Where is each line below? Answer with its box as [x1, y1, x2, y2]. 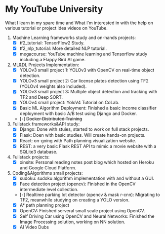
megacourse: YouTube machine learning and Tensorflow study [19, 51, 148, 57]
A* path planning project [19, 202, 70, 208]
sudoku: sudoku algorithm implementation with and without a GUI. [19, 175, 154, 181]
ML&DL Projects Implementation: [12, 62, 80, 68]
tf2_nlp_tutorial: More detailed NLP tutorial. [19, 45, 107, 51]
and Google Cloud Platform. [19, 164, 77, 171]
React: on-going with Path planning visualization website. [19, 137, 137, 144]
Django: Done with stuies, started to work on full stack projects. [19, 126, 149, 132]
